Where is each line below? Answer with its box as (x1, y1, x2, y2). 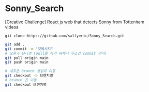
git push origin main (5, 60, 49, 65)
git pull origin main (5, 55, 49, 61)
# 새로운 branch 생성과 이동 (5, 69, 56, 74)
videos (5, 24, 18, 30)
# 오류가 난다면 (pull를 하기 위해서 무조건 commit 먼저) (5, 51, 107, 56)
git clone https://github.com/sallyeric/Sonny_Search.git (5, 33, 124, 38)
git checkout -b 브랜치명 (5, 73, 53, 78)
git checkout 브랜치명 (5, 82, 47, 87)
